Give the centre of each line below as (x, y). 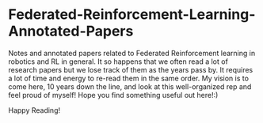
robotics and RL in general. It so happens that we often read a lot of (118, 61)
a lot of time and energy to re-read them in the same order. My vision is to (129, 78)
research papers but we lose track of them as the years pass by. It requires (131, 69)
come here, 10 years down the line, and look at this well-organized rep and (130, 86)
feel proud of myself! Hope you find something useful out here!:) (113, 95)
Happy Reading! (34, 110)
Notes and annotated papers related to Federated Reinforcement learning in (132, 53)
